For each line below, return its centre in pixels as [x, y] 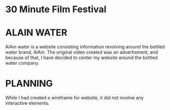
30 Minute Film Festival [56, 9]
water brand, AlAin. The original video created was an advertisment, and [82, 52]
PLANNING [29, 84]
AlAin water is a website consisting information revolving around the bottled [85, 47]
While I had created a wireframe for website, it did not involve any [75, 98]
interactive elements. [27, 103]
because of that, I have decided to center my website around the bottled [81, 58]
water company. [22, 63]
